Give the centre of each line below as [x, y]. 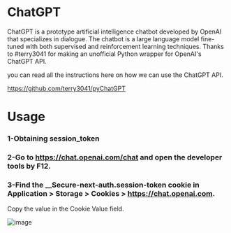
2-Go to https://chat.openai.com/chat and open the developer [115, 157]
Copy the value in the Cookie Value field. [66, 209]
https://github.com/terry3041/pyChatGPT [66, 88]
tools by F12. [29, 166]
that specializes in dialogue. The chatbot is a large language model [103, 38]
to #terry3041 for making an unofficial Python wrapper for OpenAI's [104, 54]
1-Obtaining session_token [53, 139]
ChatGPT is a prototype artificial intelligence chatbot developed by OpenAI [114, 31]
